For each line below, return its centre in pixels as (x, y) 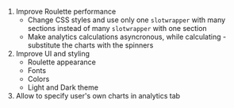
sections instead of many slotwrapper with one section (117, 28)
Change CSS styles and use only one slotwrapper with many (127, 20)
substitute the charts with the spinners (90, 45)
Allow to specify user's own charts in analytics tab (98, 96)
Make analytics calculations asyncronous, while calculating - (127, 37)
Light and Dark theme (63, 87)
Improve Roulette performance (66, 12)
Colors (38, 79)
